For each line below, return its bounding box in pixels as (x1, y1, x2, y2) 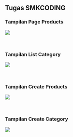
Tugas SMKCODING (5, 4, 66, 12)
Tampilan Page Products (5, 19, 64, 25)
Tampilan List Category (5, 51, 61, 58)
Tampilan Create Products (5, 83, 68, 90)
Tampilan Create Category (5, 116, 69, 122)
